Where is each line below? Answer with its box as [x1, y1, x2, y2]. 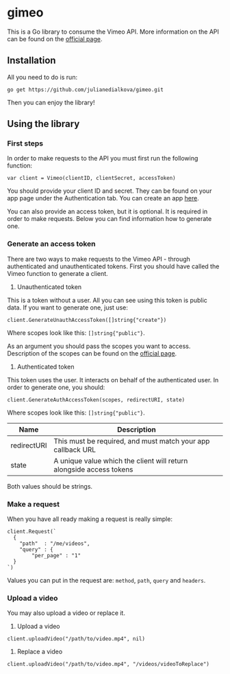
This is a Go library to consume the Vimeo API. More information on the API [7, 27, 219, 36]
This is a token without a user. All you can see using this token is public [7, 296, 207, 304]
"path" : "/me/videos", [19, 540, 90, 547]
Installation [7, 55, 56, 67]
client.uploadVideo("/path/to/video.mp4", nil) [7, 636, 146, 642]
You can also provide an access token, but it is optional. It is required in [7, 207, 208, 216]
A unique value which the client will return [53, 456, 188, 465]
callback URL [53, 445, 97, 454]
